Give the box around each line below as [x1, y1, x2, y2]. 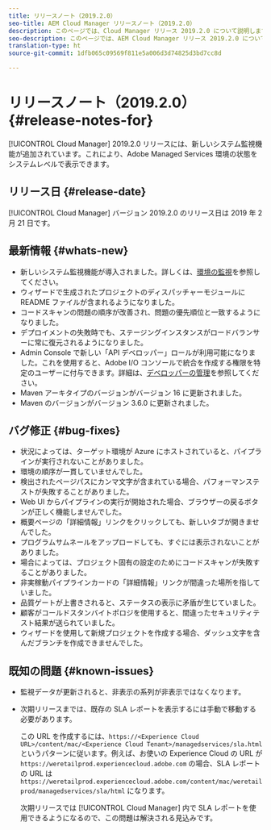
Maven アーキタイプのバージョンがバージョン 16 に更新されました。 [19, 388, 246, 398]
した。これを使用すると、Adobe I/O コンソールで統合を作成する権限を [19, 357, 254, 367]
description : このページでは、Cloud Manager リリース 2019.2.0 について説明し [8, 27, 256, 35]
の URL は [19, 769, 53, 778]
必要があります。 [19, 715, 77, 724]
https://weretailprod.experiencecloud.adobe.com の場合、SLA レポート [19, 759, 261, 769]
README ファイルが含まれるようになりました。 [19, 297, 179, 307]
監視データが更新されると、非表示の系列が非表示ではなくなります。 [19, 687, 246, 697]
